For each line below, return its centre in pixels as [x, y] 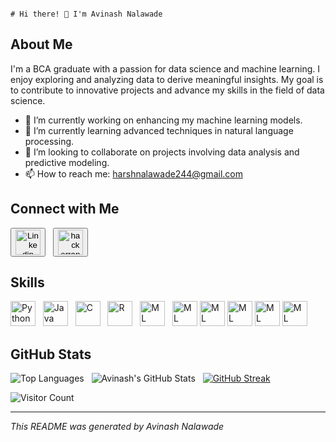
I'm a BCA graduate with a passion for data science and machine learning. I [165, 68]
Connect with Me [65, 209]
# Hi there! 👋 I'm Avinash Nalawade [86, 14]
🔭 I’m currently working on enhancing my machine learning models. [163, 120]
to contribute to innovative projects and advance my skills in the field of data [167, 90]
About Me [41, 44]
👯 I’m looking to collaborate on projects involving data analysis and [162, 152]
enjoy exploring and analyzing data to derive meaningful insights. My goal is [167, 79]
